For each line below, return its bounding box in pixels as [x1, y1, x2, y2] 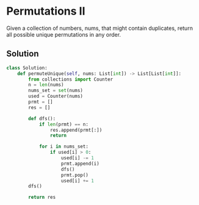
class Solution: [6, 65, 48, 71]
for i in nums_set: [38, 143, 89, 150]
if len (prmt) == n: [38, 121, 89, 128]
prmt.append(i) [60, 160, 99, 167]
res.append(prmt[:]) [49, 127, 103, 133]
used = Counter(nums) [28, 93, 84, 99]
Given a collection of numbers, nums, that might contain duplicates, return [6, 24, 194, 32]
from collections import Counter [28, 76, 114, 82]
